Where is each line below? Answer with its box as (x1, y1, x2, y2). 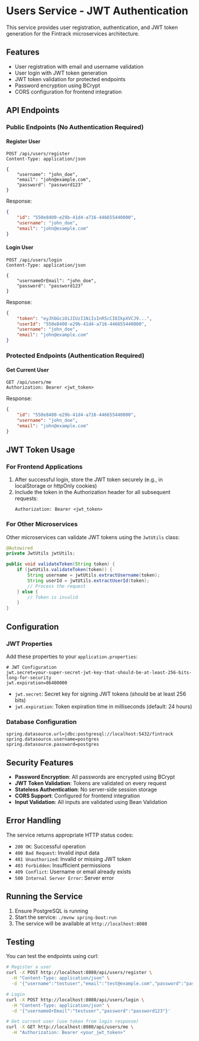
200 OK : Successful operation (14, 843, 86, 850)
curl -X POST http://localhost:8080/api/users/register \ (6, 970, 152, 976)
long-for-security (6, 674, 52, 681)
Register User (6, 137, 41, 145)
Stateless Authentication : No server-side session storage (14, 786, 158, 793)
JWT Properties (6, 639, 53, 648)
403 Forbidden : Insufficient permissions (14, 861, 111, 869)
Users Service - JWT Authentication (6, 4, 188, 18)
